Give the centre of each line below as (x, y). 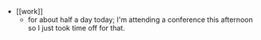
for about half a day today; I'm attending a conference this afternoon (140, 20)
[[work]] (29, 11)
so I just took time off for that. (76, 28)
